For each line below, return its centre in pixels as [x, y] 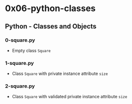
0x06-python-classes [50, 8]
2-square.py [20, 86]
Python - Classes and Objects [51, 26]
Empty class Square [31, 50]
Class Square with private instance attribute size [60, 74]
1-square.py [20, 63]
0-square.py [20, 40]
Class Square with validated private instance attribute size [69, 97]
